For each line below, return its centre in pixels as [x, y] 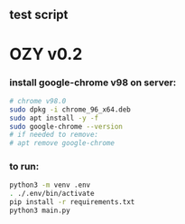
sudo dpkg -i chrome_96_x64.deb [70, 109]
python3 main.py [40, 211]
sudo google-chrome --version [66, 126]
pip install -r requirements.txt [72, 202]
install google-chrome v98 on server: [93, 83]
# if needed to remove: [54, 135]
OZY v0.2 [46, 54]
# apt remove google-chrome [62, 143]
